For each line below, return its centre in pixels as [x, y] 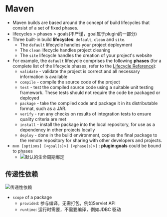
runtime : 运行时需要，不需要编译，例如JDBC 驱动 [70, 209]
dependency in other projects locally [57, 129]
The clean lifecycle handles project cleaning [65, 50]
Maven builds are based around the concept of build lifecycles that [81, 22]
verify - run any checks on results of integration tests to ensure [85, 113]
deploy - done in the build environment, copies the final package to [88, 135]
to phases [23, 151]
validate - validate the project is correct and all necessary [80, 71]
